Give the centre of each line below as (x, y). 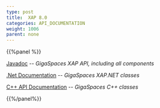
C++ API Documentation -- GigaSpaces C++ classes (72, 87)
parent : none (23, 35)
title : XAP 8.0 (27, 18)
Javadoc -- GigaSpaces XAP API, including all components (80, 64)
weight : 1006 (23, 29)
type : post (20, 12)
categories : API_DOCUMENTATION (46, 23)
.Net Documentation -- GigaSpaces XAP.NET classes (73, 75)
